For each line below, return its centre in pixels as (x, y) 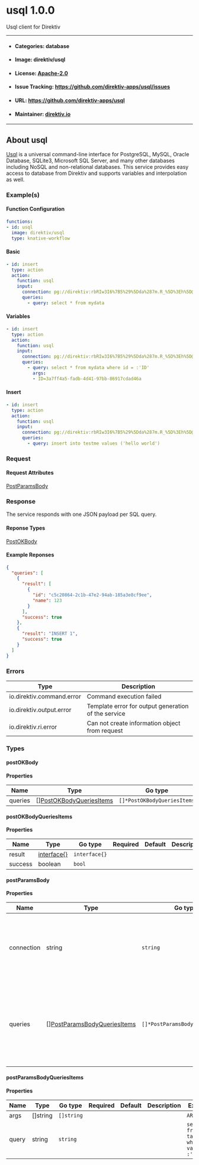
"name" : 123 (47, 600)
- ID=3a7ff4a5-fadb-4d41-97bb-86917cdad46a (87, 379)
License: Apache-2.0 (41, 73)
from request (105, 731)
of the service (106, 713)
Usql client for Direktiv (33, 27)
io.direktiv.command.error (45, 696)
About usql (27, 140)
